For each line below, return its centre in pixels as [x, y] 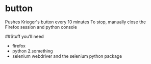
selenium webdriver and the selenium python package [67, 56]
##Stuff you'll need [25, 36]
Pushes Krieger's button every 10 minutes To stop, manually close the [75, 22]
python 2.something [32, 51]
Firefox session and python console [41, 27]
